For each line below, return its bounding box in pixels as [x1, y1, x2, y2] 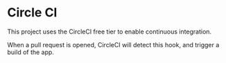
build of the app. [7, 48, 54, 56]
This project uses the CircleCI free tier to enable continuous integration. [7, 27, 212, 36]
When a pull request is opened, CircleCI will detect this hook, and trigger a [7, 40, 220, 49]
